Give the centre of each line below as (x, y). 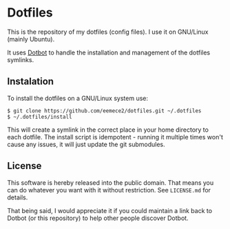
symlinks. (21, 59)
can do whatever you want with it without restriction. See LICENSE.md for (109, 190)
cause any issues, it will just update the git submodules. (86, 144)
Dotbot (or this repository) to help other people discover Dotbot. (98, 218)
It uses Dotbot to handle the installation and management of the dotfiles (109, 52)
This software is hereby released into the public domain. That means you (111, 182)
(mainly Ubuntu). (31, 39)
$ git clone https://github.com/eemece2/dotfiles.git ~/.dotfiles (104, 111)
